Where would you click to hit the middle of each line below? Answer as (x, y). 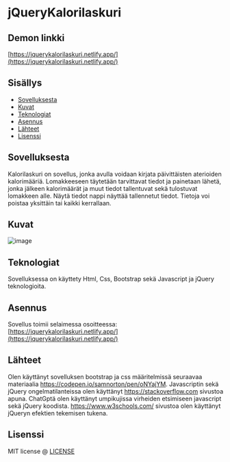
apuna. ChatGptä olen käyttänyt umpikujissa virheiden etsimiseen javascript (115, 398)
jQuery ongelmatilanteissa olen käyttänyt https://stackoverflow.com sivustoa (116, 391)
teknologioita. (27, 286)
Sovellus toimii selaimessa (44, 324)
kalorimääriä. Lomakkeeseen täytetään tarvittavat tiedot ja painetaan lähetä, (115, 181)
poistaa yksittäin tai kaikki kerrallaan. (60, 203)
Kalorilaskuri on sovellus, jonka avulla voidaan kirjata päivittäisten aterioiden (115, 174)
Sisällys (25, 83)
